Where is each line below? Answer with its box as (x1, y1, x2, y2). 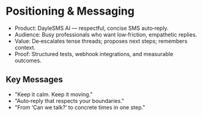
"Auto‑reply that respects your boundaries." (14, 97, 125, 104)
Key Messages (6, 74, 64, 85)
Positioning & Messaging (6, 4, 135, 18)
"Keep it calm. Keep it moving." (14, 90, 93, 98)
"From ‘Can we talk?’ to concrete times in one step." (14, 104, 146, 111)
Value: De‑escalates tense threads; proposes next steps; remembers (14, 37, 188, 44)
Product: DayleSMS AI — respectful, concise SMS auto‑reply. (14, 24, 169, 32)
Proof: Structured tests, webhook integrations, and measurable (14, 50, 174, 57)
